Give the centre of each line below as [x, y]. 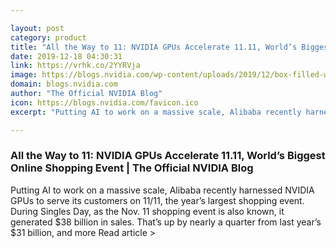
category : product [48, 37]
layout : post [37, 28]
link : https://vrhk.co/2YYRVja [75, 66]
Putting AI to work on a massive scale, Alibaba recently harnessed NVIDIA [162, 190]
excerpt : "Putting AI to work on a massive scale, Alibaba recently [156, 112]
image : [24, 75]
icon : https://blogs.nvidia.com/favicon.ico [104, 102]
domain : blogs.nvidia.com [64, 84]
